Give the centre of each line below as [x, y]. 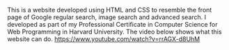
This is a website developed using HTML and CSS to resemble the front [110, 10]
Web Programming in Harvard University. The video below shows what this [114, 32]
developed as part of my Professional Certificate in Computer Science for [112, 24]
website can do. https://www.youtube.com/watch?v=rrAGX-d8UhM [104, 39]
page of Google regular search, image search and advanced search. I [107, 17]
